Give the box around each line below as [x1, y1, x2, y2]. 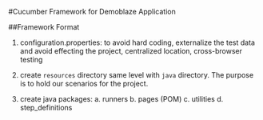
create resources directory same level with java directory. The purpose [19, 70, 254, 79]
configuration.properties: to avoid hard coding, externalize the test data [19, 38, 256, 47]
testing [19, 55, 43, 64]
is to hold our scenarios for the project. [19, 79, 149, 88]
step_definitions [19, 103, 73, 112]
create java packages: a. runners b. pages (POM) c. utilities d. [19, 94, 224, 103]
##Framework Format [8, 22, 80, 31]
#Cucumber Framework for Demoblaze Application [8, 7, 176, 16]
